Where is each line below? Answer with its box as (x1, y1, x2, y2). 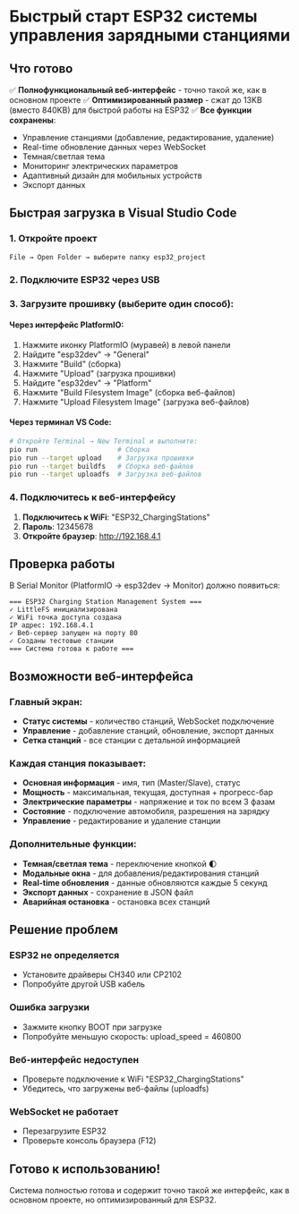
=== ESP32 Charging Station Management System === (9, 598, 202, 607)
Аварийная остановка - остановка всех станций (21, 896, 210, 907)
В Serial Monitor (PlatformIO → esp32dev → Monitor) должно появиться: (9, 580, 280, 591)
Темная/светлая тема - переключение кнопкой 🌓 (21, 858, 218, 869)
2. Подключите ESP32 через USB (9, 273, 160, 285)
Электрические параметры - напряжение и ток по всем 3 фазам (21, 796, 276, 807)
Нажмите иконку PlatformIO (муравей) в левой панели (21, 339, 231, 350)
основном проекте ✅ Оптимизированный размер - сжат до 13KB (9, 95, 262, 105)
